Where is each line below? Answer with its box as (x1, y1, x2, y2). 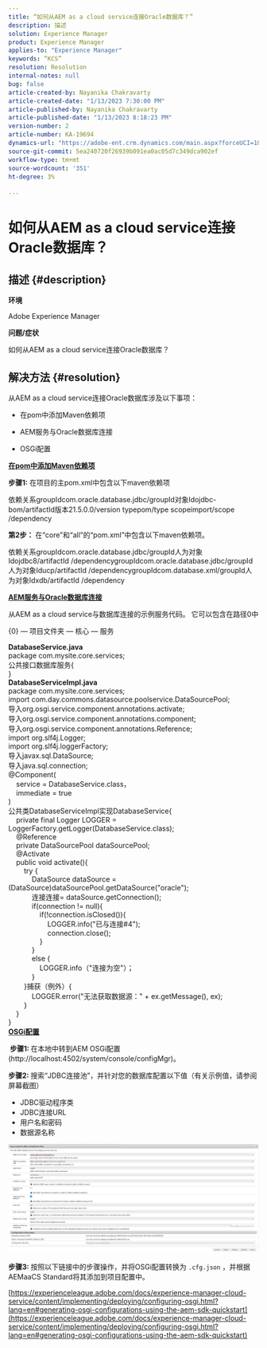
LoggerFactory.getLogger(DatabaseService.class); (8, 823, 175, 833)
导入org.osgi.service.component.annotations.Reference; (8, 724, 193, 733)
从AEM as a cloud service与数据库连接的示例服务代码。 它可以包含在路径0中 (8, 609, 259, 619)
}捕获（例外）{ (23, 981, 72, 991)
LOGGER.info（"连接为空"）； (39, 963, 134, 973)
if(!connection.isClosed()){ (39, 910, 126, 919)
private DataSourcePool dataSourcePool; (15, 840, 150, 850)
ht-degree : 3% (8, 172, 56, 181)
